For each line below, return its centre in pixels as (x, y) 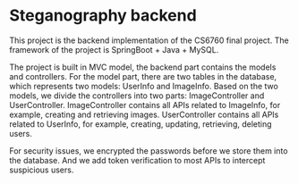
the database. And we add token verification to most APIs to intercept (137, 160)
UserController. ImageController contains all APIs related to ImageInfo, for (145, 105)
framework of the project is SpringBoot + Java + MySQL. (114, 49)
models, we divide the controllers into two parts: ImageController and (137, 96)
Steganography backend (103, 16)
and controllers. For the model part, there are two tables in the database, (143, 76)
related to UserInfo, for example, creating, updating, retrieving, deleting (140, 124)
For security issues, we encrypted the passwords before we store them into (149, 151)
